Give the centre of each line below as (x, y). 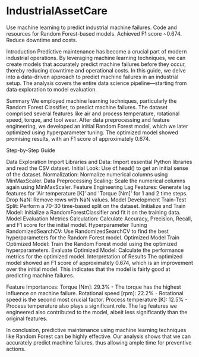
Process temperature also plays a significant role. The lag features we (91, 306)
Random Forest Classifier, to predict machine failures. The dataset (87, 107)
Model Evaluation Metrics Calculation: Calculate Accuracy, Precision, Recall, (99, 219)
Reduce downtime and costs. (42, 40)
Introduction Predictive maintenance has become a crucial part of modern (97, 51)
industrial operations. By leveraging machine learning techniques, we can (96, 58)
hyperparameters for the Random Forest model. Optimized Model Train (93, 237)
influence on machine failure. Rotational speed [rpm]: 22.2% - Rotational (95, 293)
